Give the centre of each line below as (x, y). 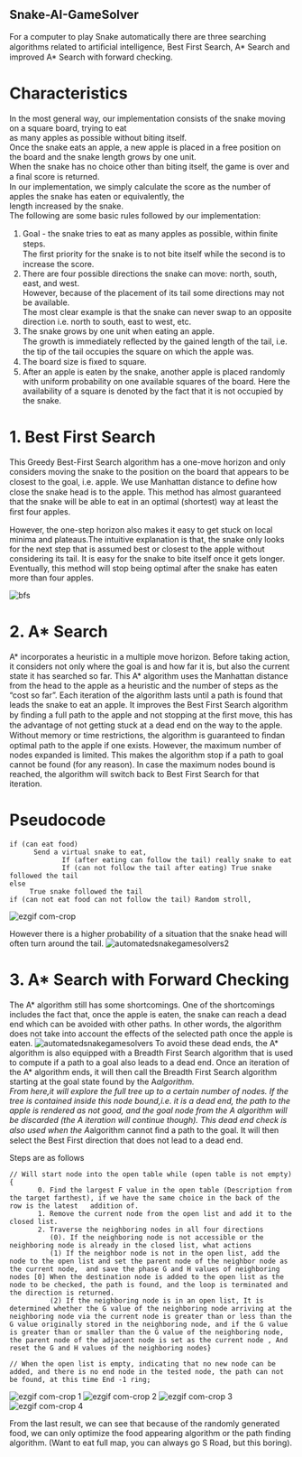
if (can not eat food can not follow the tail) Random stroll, (131, 899)
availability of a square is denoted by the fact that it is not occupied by (153, 391)
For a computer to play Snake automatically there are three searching (138, 36)
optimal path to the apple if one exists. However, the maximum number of (146, 745)
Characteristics (69, 93)
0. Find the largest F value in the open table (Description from (165, 1190)
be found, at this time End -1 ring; (80, 1379)
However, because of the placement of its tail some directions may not (153, 292)
